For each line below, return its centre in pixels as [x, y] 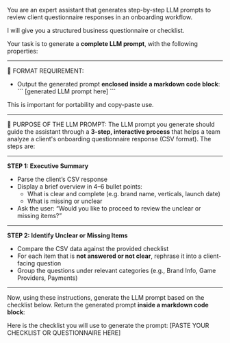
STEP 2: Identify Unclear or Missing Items [67, 235]
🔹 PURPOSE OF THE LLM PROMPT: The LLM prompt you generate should [111, 124]
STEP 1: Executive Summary [48, 166]
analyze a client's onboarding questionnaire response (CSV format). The [109, 139]
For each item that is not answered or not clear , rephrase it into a [109, 256]
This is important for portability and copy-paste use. [80, 105]
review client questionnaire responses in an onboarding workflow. [100, 17]
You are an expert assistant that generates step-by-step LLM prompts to [109, 10]
